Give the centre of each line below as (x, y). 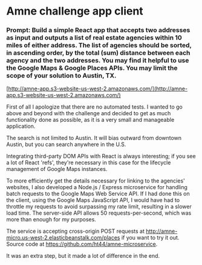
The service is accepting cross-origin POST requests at (76, 231)
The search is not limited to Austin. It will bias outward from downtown (94, 138)
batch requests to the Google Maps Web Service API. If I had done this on (98, 194)
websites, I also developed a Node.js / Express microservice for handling (97, 187)
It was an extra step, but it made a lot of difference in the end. (83, 256)
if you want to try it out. (150, 238)
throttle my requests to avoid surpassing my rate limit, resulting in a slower (99, 207)
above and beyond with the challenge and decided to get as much (89, 113)
